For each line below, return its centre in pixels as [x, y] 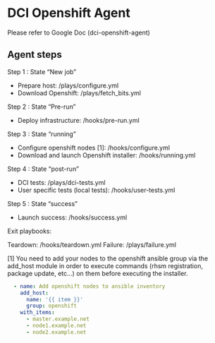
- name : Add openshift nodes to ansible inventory [90, 286]
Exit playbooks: [29, 231]
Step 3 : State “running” [42, 134]
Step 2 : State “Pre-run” [42, 107]
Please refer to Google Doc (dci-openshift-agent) [79, 32]
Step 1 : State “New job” [42, 71]
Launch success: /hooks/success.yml [72, 217]
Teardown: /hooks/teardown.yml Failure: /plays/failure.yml [92, 244]
